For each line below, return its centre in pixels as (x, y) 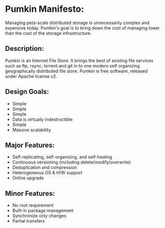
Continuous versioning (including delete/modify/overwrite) (71, 162)
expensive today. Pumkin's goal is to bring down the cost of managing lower (82, 28)
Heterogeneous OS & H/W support (47, 173)
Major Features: (30, 145)
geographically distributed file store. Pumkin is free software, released (76, 71)
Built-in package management (43, 211)
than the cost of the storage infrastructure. (49, 33)
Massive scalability (32, 130)
